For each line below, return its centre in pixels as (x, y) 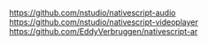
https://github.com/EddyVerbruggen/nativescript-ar (104, 31)
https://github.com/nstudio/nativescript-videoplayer (104, 22)
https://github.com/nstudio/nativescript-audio (92, 13)
